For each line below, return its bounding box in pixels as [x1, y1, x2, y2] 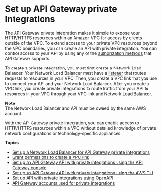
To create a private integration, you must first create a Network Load [5, 65, 142, 71]
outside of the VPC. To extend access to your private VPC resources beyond [5, 40, 158, 46]
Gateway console [12, 164, 47, 171]
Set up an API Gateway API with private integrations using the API [12, 159, 143, 165]
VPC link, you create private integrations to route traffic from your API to [5, 86, 149, 91]
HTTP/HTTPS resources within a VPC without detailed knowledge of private [5, 125, 156, 131]
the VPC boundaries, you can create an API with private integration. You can [5, 45, 157, 51]
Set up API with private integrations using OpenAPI [12, 175, 114, 181]
